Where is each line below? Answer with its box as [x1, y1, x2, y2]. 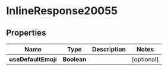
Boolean [62, 55, 87, 63]
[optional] [131, 55, 159, 63]
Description [91, 46, 126, 53]
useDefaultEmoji [9, 55, 58, 63]
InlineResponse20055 [6, 4, 118, 18]
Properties [6, 28, 46, 38]
